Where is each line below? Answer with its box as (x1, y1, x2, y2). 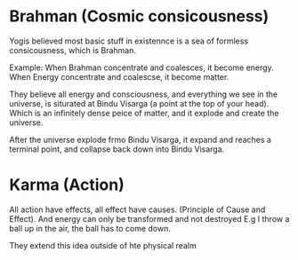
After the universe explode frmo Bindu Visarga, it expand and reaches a (9, 134, 271, 145)
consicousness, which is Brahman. (9, 44, 136, 55)
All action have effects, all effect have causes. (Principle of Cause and (9, 204, 266, 215)
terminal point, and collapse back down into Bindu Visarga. (9, 144, 225, 154)
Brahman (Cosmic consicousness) (9, 6, 270, 27)
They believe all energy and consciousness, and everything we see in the (9, 89, 278, 99)
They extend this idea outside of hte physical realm (9, 240, 197, 250)
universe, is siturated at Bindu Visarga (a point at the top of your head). (9, 98, 270, 108)
